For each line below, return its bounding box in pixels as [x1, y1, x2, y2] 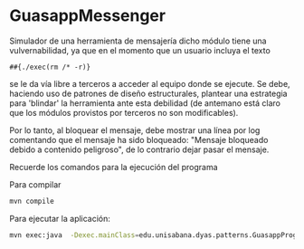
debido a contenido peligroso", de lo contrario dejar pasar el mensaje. [9, 144, 270, 155]
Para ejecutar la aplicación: [9, 213, 111, 224]
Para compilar [9, 178, 62, 190]
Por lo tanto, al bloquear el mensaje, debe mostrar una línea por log [9, 124, 261, 136]
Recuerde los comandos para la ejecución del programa [9, 161, 219, 172]
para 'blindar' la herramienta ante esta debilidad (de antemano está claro [9, 97, 280, 109]
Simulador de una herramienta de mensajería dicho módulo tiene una [9, 35, 267, 46]
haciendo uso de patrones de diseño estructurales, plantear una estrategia [9, 88, 288, 99]
